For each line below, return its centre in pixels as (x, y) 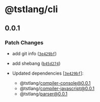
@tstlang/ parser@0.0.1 (44, 94)
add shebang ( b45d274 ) (36, 63)
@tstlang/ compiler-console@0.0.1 (55, 83)
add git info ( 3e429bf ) (34, 53)
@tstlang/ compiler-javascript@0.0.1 (57, 88)
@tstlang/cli (31, 9)
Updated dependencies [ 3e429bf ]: (48, 73)
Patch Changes (24, 43)
